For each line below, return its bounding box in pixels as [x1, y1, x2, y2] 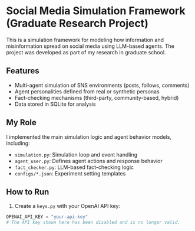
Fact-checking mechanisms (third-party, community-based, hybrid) [14, 94, 179, 101]
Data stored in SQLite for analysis [14, 100, 96, 108]
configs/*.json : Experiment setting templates [14, 170, 126, 177]
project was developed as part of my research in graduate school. [6, 48, 166, 56]
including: [6, 139, 31, 147]
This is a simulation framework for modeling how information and [6, 36, 164, 43]
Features [6, 66, 39, 76]
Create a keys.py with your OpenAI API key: [14, 203, 121, 210]
